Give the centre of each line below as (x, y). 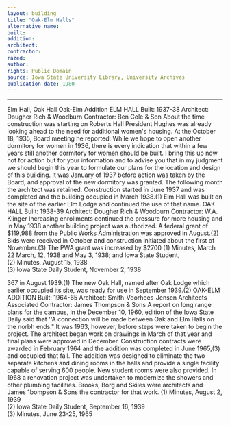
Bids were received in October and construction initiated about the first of (111, 241)
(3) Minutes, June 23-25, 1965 (50, 414)
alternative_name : (33, 26)
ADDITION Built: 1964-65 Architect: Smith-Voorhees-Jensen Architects (107, 297)
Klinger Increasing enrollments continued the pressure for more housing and (115, 219)
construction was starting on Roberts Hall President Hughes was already (110, 124)
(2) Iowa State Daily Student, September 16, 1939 (76, 407)
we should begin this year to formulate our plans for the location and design (114, 168)
